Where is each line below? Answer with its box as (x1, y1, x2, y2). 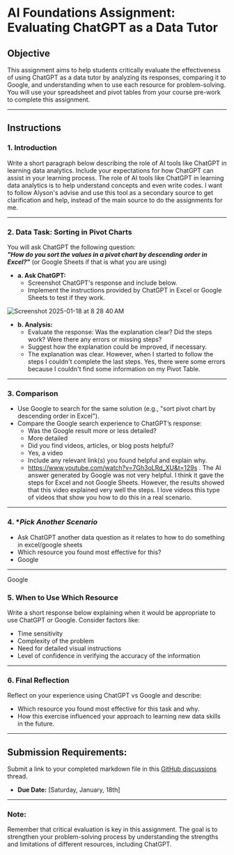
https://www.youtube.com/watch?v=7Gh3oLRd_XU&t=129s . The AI (27, 464, 221, 472)
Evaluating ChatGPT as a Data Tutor (7, 19, 218, 36)
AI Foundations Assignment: (7, 5, 175, 21)
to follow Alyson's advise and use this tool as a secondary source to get (7, 188, 214, 196)
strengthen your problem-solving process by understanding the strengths (7, 833, 219, 841)
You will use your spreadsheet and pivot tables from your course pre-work (7, 88, 221, 96)
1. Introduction (7, 143, 57, 152)
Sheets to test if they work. (27, 293, 106, 301)
